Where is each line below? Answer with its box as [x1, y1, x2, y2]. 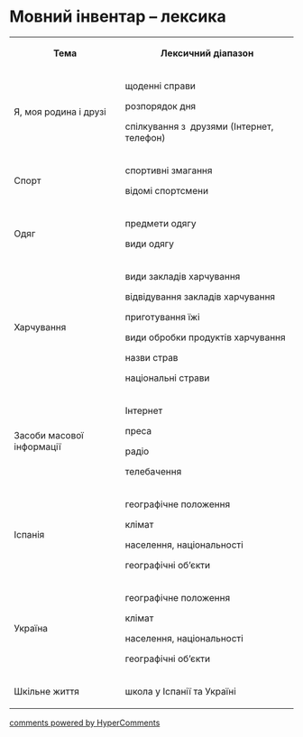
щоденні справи [124, 79, 196, 92]
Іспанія [14, 528, 45, 540]
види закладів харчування [124, 270, 241, 282]
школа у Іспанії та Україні [124, 685, 236, 697]
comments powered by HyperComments [9, 717, 161, 728]
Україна [14, 622, 48, 634]
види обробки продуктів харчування [124, 331, 286, 344]
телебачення [124, 465, 182, 477]
